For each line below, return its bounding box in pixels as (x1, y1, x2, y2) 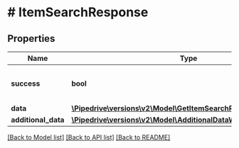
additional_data (11, 115, 65, 125)
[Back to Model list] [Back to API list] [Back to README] (7, 133, 171, 142)
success (11, 79, 41, 89)
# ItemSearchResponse (7, 4, 149, 21)
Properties (7, 33, 55, 45)
